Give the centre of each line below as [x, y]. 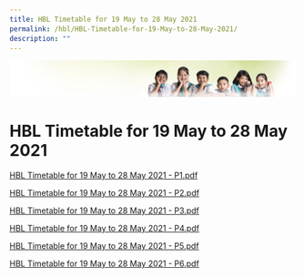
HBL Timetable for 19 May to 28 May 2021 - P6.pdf [105, 263]
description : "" [40, 38]
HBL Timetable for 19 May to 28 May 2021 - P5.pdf [104, 246]
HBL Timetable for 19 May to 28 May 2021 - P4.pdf [105, 229]
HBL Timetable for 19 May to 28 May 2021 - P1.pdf [104, 175]
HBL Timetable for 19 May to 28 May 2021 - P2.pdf [105, 193]
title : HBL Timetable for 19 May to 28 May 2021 [103, 19]
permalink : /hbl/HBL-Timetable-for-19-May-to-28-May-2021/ [124, 29]
